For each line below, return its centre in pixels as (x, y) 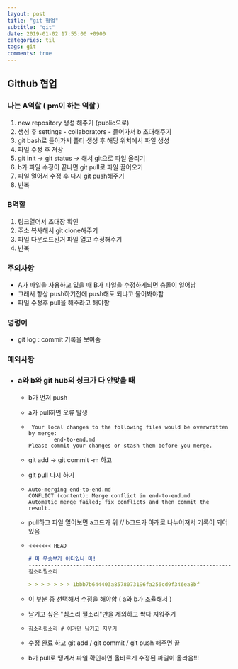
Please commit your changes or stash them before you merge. (120, 446)
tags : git (22, 47)
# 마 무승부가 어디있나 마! (62, 558)
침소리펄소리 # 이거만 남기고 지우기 (73, 629)
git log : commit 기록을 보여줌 (59, 339)
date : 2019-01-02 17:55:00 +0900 (57, 34)
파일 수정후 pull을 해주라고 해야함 (63, 303)
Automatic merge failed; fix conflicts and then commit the (119, 502)
